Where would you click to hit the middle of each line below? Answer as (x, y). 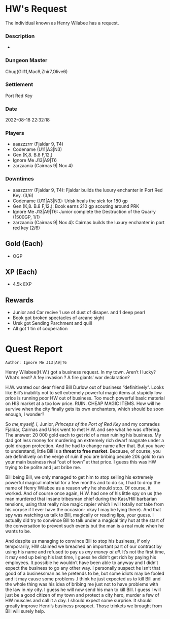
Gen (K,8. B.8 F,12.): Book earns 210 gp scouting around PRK (76, 206)
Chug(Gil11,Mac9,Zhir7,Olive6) (37, 71)
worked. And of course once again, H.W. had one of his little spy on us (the (84, 493)
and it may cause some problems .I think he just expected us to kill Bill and (83, 579)
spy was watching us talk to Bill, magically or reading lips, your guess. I (79, 515)
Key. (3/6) (23, 195)
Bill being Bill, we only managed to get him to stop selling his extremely (79, 477)
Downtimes (20, 179)
